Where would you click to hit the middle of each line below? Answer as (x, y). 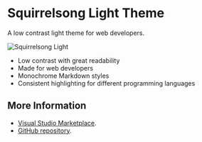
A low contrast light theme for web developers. (76, 33)
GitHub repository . (44, 131)
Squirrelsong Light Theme (86, 13)
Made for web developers (55, 68)
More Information (47, 106)
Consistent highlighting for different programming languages (106, 83)
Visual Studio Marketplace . (57, 123)
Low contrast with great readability (69, 60)
